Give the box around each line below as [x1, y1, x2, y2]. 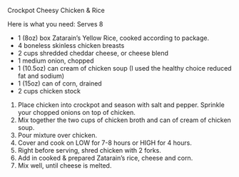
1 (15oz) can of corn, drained [17, 79, 102, 88]
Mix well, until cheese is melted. [17, 161, 112, 170]
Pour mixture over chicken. [17, 131, 98, 139]
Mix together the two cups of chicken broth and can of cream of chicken [17, 116, 232, 124]
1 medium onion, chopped [17, 56, 94, 65]
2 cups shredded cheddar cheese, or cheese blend [17, 49, 169, 57]
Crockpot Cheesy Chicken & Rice [7, 6, 105, 14]
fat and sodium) [17, 71, 65, 80]
